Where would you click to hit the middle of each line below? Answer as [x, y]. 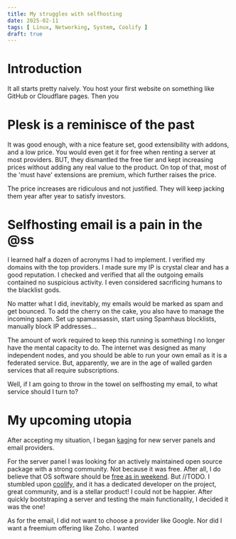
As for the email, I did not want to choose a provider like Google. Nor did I [115, 521]
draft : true [25, 34]
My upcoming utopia [70, 421]
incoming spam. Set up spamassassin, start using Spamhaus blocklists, [112, 319]
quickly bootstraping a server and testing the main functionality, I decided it [118, 499]
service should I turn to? [43, 392]
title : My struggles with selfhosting [65, 14]
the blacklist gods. [34, 290]
